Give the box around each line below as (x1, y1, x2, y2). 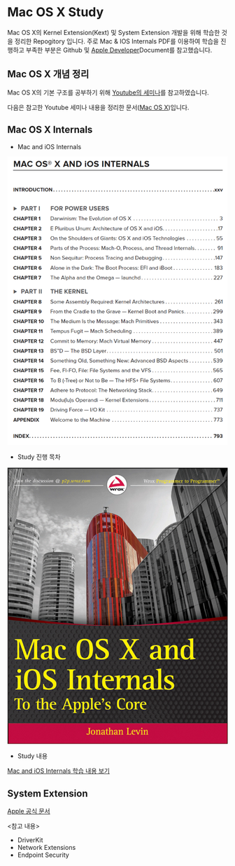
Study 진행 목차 (17, 453, 61, 461)
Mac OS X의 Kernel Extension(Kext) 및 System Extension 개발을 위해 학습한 (7, 28, 220, 36)
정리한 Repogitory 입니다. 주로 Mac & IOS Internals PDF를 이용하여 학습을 (14, 36, 219, 46)
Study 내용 (17, 752, 48, 760)
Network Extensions (17, 844, 76, 852)
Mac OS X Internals (7, 124, 93, 136)
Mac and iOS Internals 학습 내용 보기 (7, 767, 111, 775)
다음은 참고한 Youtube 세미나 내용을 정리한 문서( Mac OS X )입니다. (7, 103, 190, 111)
